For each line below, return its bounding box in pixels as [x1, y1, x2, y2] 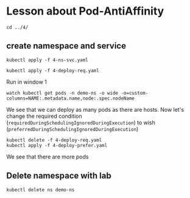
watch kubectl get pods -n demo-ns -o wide [6, 90, 119, 96]
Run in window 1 [6, 78, 47, 86]
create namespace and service [6, 41, 127, 51]
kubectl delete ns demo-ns [6, 186, 75, 193]
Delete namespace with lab [6, 171, 111, 181]
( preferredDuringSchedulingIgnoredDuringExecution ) [6, 125, 139, 132]
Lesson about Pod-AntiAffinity [6, 4, 164, 18]
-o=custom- [121, 90, 149, 96]
